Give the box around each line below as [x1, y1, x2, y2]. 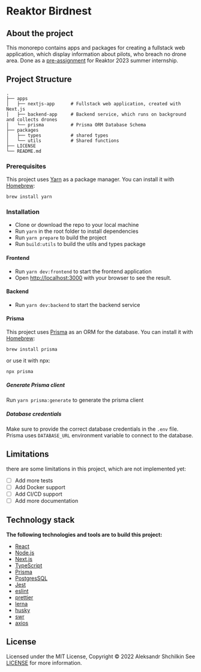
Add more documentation [14, 497, 79, 504]
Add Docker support [14, 483, 66, 491]
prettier [14, 594, 34, 601]
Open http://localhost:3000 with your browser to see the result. [14, 274, 172, 281]
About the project [6, 28, 74, 39]
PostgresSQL [14, 575, 48, 582]
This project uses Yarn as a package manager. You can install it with [6, 176, 175, 183]
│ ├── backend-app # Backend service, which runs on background [6, 111, 187, 117]
